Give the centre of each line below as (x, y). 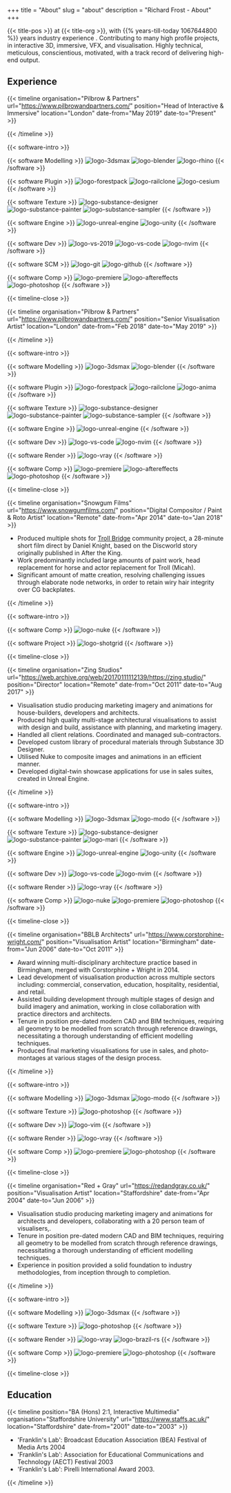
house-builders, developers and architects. (78, 712)
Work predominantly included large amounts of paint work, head (109, 560)
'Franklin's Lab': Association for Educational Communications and (110, 1454)
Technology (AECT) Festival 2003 (65, 1462)
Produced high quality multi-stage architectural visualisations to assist (117, 720)
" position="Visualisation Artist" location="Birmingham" (120, 941)
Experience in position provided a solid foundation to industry (104, 1265)
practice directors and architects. (64, 1014)
